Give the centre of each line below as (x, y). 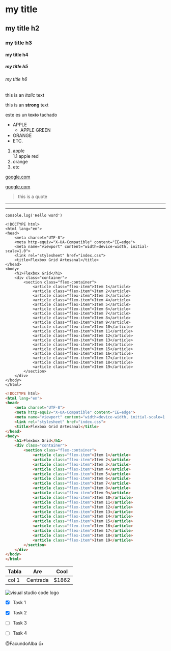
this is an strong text (27, 105)
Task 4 (20, 633)
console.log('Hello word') (34, 215)
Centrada (38, 580)
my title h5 (17, 66)
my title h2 (22, 28)
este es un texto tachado (31, 115)
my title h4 (17, 55)
